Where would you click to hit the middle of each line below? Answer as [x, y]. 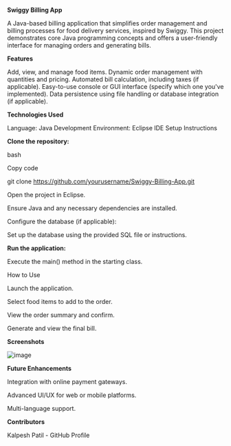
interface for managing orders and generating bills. [79, 45]
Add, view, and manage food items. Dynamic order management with [105, 72]
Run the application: [37, 248]
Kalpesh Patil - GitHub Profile [48, 435]
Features [20, 59]
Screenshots [26, 342]
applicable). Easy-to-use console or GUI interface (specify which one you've [116, 87]
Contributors [26, 422]
